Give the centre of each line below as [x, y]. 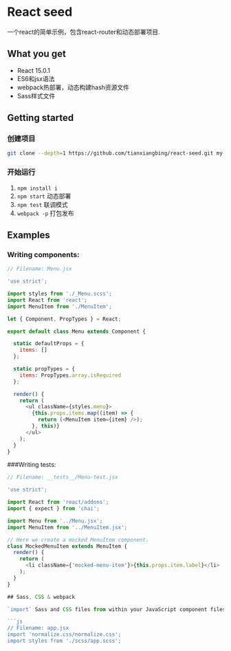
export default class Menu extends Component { [77, 331]
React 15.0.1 [33, 70]
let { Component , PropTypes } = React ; [64, 319]
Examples [29, 235]
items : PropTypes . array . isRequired [70, 375]
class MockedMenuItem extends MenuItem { [67, 546]
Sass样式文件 [36, 96]
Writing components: [43, 254]
